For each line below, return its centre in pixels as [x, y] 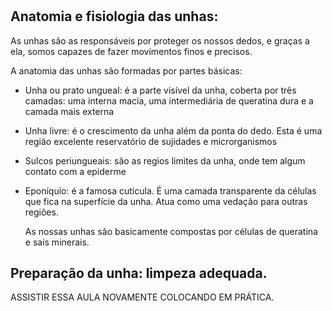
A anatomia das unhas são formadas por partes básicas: [126, 70]
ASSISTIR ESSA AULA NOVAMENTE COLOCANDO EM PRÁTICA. [142, 297]
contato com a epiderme [75, 171]
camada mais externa [69, 111]
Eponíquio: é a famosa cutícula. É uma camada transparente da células [170, 190]
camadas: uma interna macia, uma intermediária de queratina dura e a [169, 100]
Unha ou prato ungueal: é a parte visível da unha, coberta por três [160, 90]
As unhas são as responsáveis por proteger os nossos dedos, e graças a [160, 40]
